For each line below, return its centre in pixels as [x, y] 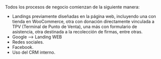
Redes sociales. [28, 42]
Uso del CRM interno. [34, 52]
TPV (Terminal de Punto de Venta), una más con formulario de [75, 27]
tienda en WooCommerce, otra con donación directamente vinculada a [83, 22]
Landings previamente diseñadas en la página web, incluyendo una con [84, 16]
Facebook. [23, 47]
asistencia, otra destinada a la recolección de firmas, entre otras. [77, 32]
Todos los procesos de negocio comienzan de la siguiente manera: [72, 7]
